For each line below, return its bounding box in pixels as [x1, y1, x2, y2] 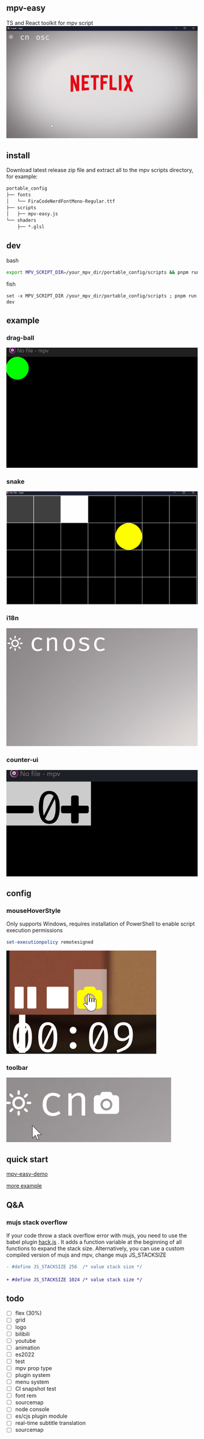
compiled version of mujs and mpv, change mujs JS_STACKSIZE [6, 1251, 167, 1258]
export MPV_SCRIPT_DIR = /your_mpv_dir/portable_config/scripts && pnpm [6, 269, 189, 276]
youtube [15, 1337, 36, 1344]
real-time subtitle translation [15, 1420, 86, 1427]
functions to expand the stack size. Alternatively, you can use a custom [6, 1244, 185, 1252]
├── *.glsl [17, 224, 45, 230]
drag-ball [6, 334, 35, 342]
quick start [6, 1154, 49, 1165]
